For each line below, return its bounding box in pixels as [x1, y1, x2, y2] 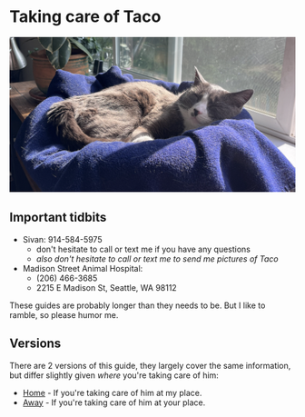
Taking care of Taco [9, 6, 162, 27]
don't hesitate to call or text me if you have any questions [35, 243, 251, 254]
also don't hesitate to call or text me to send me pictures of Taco [35, 253, 279, 264]
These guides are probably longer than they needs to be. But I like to [9, 300, 266, 311]
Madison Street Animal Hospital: [22, 263, 143, 273]
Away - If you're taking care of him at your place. [22, 397, 206, 408]
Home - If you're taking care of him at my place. [22, 387, 202, 398]
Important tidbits [9, 210, 107, 225]
